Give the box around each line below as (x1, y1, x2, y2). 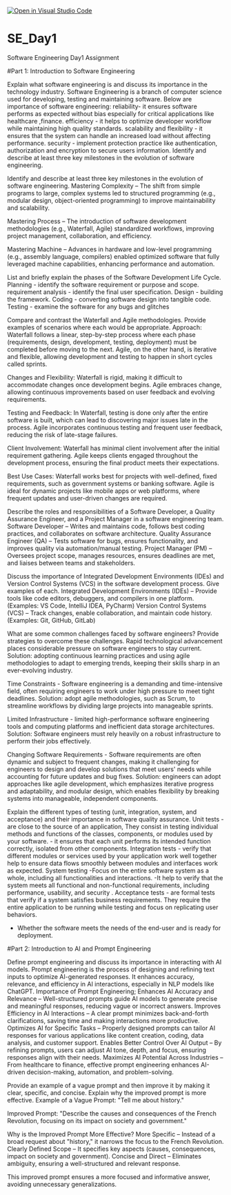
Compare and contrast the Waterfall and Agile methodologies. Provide (7, 315, 206, 324)
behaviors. (7, 910, 38, 918)
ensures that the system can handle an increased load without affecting (7, 131, 211, 139)
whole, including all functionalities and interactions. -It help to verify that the (7, 873, 223, 882)
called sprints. (7, 360, 48, 368)
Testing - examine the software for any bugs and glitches (7, 302, 170, 311)
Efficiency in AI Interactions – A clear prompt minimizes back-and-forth (7, 1009, 209, 1018)
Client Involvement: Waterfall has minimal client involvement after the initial (7, 444, 220, 452)
